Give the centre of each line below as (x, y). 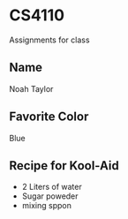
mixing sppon (47, 206)
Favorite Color (49, 117)
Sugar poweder (50, 196)
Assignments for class (49, 40)
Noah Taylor (31, 88)
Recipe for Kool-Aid (64, 166)
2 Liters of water (52, 187)
